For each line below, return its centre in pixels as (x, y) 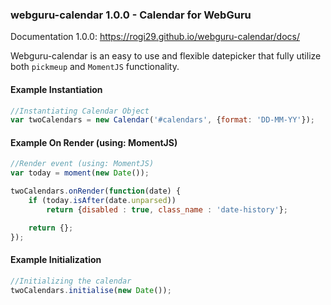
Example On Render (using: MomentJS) (94, 142)
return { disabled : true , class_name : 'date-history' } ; (167, 209)
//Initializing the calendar (71, 281)
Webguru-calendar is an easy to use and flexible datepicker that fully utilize (166, 56)
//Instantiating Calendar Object (80, 111)
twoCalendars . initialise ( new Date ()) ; (91, 290)
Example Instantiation (56, 89)
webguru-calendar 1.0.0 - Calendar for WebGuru (131, 15)
